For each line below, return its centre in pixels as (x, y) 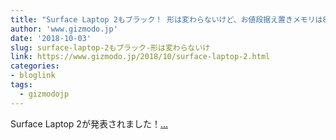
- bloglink (33, 76)
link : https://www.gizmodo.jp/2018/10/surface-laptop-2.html (140, 57)
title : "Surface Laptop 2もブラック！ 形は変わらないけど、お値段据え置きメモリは (166, 19)
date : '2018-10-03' (51, 38)
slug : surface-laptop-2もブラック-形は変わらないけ (110, 47)
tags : (21, 85)
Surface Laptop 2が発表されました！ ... (89, 123)
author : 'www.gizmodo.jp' (64, 29)
